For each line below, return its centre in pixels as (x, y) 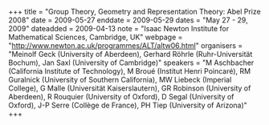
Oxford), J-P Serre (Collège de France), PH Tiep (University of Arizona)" (128, 105)
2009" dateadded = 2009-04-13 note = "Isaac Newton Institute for (119, 28)
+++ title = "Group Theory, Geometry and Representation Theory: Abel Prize (134, 12)
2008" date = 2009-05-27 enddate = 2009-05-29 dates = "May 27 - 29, (128, 20)
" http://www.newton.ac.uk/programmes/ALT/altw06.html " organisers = (126, 46)
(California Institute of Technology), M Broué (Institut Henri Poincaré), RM (130, 71)
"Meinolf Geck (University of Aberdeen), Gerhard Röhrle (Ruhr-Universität (130, 54)
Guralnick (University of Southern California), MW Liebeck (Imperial (120, 80)
